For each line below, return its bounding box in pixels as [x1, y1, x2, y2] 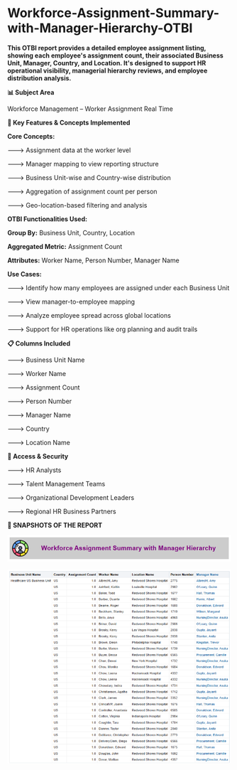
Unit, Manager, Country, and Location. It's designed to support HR [7, 58, 206, 67]
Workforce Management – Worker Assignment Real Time [7, 105, 174, 113]
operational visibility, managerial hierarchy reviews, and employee [7, 66, 208, 75]
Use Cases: [7, 269, 42, 278]
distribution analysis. [7, 73, 72, 82]
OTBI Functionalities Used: [7, 215, 87, 223]
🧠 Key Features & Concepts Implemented [7, 118, 131, 127]
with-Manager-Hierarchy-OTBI [7, 20, 193, 36]
